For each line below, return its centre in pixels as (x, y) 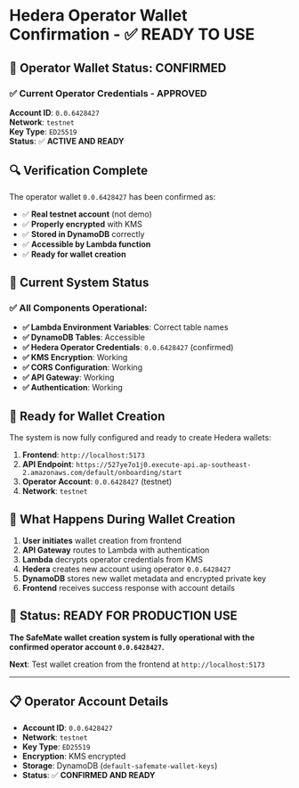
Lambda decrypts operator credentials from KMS (112, 559)
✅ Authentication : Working (72, 388)
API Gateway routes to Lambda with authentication (116, 550)
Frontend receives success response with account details (129, 588)
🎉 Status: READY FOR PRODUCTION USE (123, 616)
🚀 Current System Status (79, 283)
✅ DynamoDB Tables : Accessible (83, 337)
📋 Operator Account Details (89, 702)
